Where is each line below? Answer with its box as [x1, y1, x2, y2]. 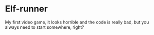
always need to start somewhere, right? [5, 24, 84, 30]
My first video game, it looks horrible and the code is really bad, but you [5, 19, 149, 25]
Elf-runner [5, 3, 48, 14]
